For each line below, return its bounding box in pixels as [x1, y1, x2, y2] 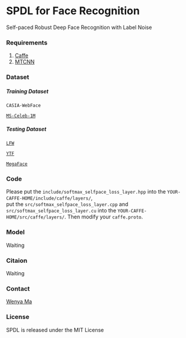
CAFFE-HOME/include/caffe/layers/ [6, 195, 92, 202]
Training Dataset [6, 88, 49, 95]
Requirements [6, 38, 48, 47]
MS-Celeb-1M [6, 113, 36, 119]
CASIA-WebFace [6, 102, 41, 109]
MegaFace [6, 161, 28, 167]
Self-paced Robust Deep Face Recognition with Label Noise [6, 24, 152, 31]
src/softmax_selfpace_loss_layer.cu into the [6, 207, 117, 214]
